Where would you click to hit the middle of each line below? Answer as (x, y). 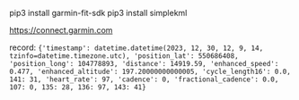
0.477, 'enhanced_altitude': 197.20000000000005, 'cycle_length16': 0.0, (150, 71)
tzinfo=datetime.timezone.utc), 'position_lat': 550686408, (124, 56)
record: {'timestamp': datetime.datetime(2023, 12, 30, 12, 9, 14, (136, 47)
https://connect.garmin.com (61, 30)
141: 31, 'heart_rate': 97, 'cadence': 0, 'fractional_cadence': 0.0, (144, 79)
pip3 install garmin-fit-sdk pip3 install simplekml (98, 13)
